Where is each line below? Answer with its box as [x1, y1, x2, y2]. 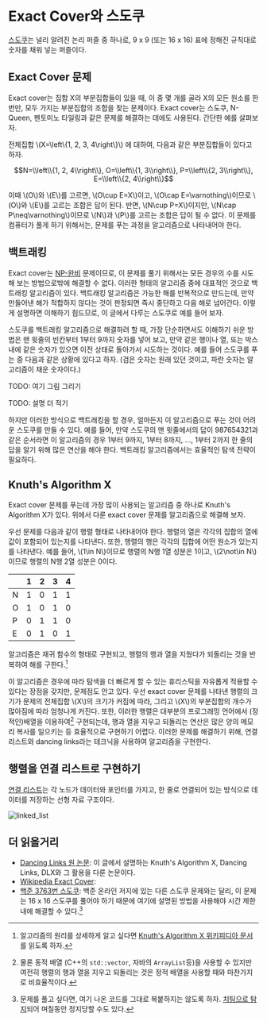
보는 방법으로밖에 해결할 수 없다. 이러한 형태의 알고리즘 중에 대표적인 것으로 [16, 278, 250, 287]
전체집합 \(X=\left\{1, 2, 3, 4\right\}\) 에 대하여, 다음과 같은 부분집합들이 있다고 [8, 140, 253, 149]
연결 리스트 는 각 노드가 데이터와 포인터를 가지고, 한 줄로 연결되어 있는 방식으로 [8, 784, 250, 794]
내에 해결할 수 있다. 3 [19, 905, 83, 915]
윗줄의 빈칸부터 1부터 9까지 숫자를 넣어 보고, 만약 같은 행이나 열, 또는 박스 [31, 334, 258, 344]
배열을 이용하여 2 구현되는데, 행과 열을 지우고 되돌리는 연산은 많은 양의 [23, 715, 239, 726]
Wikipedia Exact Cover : [19, 877, 97, 886]
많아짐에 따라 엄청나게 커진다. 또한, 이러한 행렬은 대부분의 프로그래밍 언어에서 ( [8, 707, 253, 716]
